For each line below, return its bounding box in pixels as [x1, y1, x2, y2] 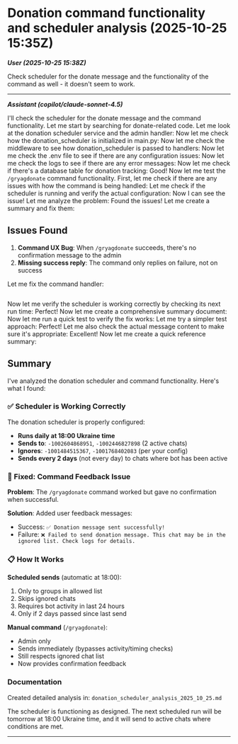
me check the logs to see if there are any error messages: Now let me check [7, 159, 231, 167]
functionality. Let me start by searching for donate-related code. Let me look [7, 121, 231, 130]
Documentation [7, 677, 62, 687]
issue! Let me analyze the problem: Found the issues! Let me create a [7, 196, 210, 205]
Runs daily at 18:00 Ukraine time [17, 431, 115, 440]
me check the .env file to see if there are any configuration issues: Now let [7, 151, 225, 160]
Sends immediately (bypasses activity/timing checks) [17, 644, 174, 653]
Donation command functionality [7, 5, 205, 21]
